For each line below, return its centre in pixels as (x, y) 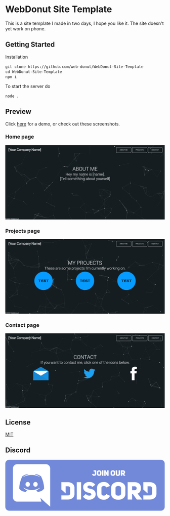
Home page (20, 137)
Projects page (23, 231)
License (18, 422)
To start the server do (28, 86)
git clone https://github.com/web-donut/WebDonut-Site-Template (74, 67)
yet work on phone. (26, 28)
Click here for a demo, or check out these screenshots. (63, 124)
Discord (18, 450)
